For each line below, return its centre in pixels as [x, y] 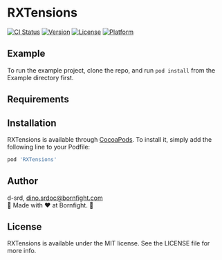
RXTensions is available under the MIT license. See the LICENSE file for [109, 243]
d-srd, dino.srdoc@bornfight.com [55, 198]
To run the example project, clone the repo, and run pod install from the [111, 70]
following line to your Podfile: [49, 147]
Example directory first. [40, 77]
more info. [22, 251]
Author [22, 181]
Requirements [38, 99]
